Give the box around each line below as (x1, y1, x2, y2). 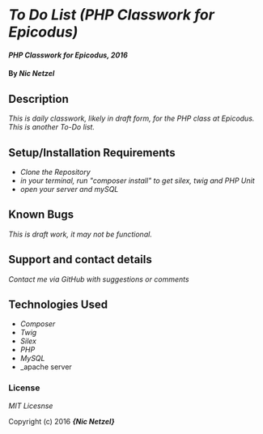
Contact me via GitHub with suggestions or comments (8, 274, 189, 284)
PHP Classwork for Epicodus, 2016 (8, 50, 128, 60)
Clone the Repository (19, 168, 91, 177)
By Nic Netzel (8, 69, 55, 79)
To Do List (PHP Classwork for (8, 6, 214, 24)
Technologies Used (8, 298, 108, 312)
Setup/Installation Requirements (8, 146, 176, 160)
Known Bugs (8, 208, 74, 222)
